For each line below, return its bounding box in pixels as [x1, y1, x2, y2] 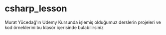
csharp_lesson [4, 3, 67, 14]
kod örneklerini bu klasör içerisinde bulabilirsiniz [4, 24, 104, 30]
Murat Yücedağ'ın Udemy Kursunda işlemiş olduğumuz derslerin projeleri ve [4, 19, 162, 25]
